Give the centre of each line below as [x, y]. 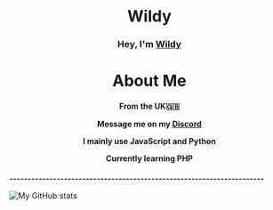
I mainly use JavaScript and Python [149, 141]
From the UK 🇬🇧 [149, 106]
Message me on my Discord [149, 124]
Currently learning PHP [149, 158]
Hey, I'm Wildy [149, 44]
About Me [149, 81]
